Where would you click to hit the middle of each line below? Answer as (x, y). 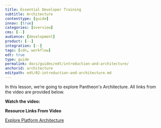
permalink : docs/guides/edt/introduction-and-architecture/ (67, 64)
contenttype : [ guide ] (27, 18)
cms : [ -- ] (15, 32)
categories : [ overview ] (29, 28)
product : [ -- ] (19, 41)
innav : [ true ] (19, 23)
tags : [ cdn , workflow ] (28, 50)
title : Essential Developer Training (43, 9)
